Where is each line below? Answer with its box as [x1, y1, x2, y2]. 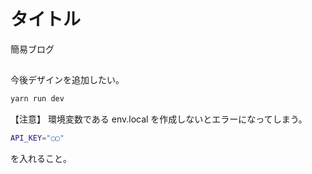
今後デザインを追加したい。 [10, 74, 125, 86]
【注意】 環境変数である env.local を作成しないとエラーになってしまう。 [10, 113, 308, 125]
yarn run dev [10, 94, 65, 104]
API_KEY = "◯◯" [10, 133, 65, 144]
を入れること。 [10, 153, 72, 165]
